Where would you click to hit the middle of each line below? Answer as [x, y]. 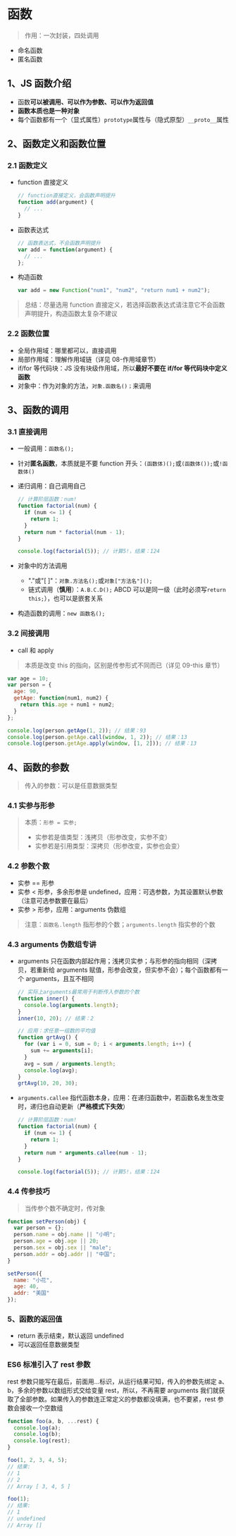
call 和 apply [36, 650]
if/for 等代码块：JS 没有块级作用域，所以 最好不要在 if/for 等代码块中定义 [122, 368]
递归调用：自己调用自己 [51, 486]
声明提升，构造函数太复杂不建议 [71, 314]
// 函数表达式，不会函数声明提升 [59, 243]
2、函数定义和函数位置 [57, 144]
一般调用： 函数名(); [45, 449]
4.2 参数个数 [29, 866]
